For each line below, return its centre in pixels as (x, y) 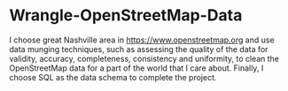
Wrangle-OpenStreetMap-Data (126, 15)
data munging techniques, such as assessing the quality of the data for (139, 49)
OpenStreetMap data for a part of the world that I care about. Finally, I (136, 68)
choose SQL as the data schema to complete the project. (113, 77)
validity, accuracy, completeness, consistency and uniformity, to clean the (144, 58)
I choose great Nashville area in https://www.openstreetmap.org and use (142, 40)
